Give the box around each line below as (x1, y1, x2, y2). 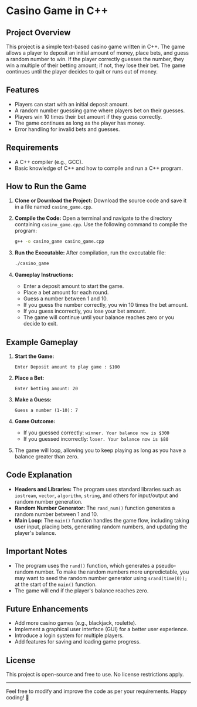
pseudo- (155, 562, 176, 569)
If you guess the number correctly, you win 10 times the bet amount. (23, 301, 188, 309)
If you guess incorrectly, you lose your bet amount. (23, 307, 147, 315)
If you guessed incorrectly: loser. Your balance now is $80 (23, 435, 169, 442)
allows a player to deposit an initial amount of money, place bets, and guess (6, 49, 189, 56)
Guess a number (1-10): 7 (14, 407, 78, 413)
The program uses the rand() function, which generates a (14, 562, 154, 569)
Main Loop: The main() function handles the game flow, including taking (14, 517, 189, 524)
